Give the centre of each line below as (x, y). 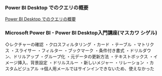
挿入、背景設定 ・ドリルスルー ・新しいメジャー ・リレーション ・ (84, 62)
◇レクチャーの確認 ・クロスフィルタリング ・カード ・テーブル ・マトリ (78, 44)
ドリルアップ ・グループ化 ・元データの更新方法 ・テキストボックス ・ (83, 56)
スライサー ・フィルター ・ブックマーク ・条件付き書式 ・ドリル (79, 50)
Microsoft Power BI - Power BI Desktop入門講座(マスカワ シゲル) (81, 33)
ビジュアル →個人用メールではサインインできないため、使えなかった (86, 68)
